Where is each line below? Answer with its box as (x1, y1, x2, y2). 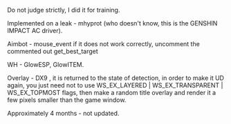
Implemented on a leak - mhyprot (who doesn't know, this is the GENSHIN (7, 19, 218, 27)
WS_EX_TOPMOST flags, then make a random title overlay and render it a (7, 89, 216, 96)
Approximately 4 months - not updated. (7, 110, 120, 117)
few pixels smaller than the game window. (7, 96, 127, 104)
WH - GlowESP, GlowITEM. (7, 61, 84, 68)
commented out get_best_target (7, 48, 98, 55)
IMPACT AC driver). (7, 27, 63, 34)
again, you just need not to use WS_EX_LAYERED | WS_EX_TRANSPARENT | (7, 81, 223, 89)
